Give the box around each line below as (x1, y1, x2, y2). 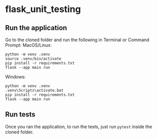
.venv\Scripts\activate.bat (5, 88, 64, 93)
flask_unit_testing (5, 4, 81, 15)
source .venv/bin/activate (5, 56, 61, 61)
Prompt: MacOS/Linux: (5, 42, 52, 48)
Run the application (5, 24, 67, 32)
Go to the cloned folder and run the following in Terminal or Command (5, 37, 149, 43)
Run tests (5, 110, 35, 119)
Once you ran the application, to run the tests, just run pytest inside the (5, 123, 152, 129)
